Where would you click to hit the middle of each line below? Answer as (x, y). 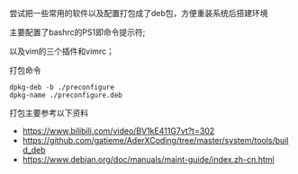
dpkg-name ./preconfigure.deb (66, 95)
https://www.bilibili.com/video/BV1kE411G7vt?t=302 (118, 131)
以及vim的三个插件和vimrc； (62, 51)
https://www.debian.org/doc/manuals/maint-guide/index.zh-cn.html (148, 159)
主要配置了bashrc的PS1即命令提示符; (77, 32)
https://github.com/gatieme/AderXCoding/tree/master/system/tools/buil (155, 140)
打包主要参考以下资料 (49, 113)
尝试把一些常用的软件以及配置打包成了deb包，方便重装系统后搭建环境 (139, 13)
